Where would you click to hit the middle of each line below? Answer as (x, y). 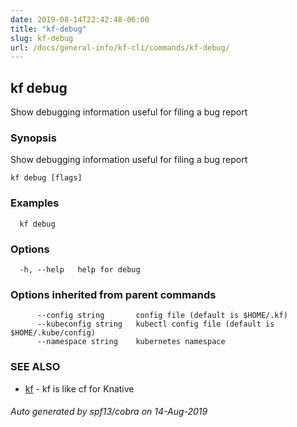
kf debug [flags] (46, 178)
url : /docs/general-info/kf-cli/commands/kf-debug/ (120, 47)
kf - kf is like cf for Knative (79, 388)
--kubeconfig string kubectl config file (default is (155, 324)
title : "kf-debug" (48, 29)
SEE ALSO (35, 367)
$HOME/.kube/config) (53, 333)
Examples (35, 203)
